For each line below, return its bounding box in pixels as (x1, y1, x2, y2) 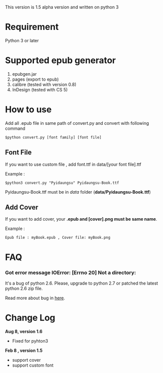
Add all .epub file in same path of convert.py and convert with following (5, 120, 149, 126)
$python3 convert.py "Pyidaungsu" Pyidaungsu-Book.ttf (5, 180, 119, 185)
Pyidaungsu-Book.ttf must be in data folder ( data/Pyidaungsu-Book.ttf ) (5, 189, 151, 195)
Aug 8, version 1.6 (5, 328, 43, 334)
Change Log (5, 312, 55, 323)
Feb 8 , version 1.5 (5, 347, 43, 353)
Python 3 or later (5, 37, 39, 43)
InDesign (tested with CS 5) (12, 86, 68, 92)
